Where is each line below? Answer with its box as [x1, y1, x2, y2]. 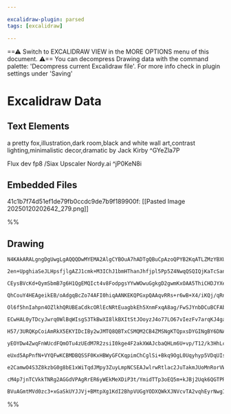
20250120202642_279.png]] [7, 205, 89, 213]
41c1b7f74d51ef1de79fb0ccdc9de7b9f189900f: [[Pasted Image [7, 197, 186, 206]
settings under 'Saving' [7, 69, 73, 78]
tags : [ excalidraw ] [7, 22, 63, 30]
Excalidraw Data [7, 93, 102, 108]
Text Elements [7, 121, 70, 133]
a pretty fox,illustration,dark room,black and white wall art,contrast [7, 139, 196, 147]
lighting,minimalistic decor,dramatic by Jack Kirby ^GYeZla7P [7, 146, 180, 154]
